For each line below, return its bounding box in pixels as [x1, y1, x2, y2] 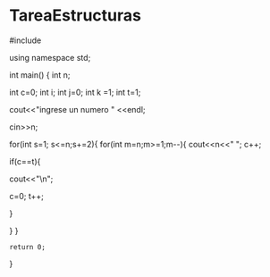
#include [9, 35, 42, 46]
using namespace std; [9, 52, 91, 63]
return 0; [9, 242, 46, 251]
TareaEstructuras [9, 5, 141, 26]
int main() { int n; [9, 69, 71, 80]
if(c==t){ [9, 155, 41, 166]
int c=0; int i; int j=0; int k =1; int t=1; [9, 87, 141, 97]
